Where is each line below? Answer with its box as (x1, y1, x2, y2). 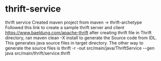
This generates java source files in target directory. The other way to (5, 40, 144, 46)
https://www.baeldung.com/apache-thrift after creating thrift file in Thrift (5, 30, 152, 35)
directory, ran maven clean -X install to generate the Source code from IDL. (5, 35, 157, 41)
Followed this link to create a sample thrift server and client (5, 24, 125, 30)
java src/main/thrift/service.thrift (5, 50, 71, 56)
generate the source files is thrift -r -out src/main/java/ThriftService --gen (5, 45, 155, 51)
